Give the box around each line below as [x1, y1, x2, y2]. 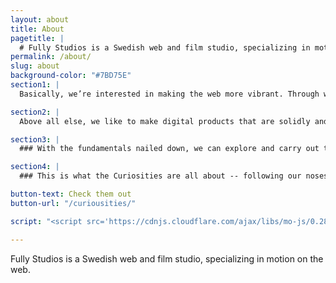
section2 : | [10, 107, 60, 117]
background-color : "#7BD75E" [10, 71, 132, 81]
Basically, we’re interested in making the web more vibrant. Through [19, 89, 320, 99]
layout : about [10, 14, 70, 25]
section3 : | [10, 134, 60, 145]
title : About [10, 24, 65, 34]
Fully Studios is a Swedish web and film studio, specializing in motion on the [10, 252, 324, 265]
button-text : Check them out [10, 189, 132, 199]
